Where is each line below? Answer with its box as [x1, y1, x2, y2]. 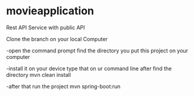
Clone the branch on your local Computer [6, 35, 108, 42]
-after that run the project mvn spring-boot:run [6, 82, 121, 90]
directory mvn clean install [6, 71, 71, 78]
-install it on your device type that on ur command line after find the [6, 64, 172, 72]
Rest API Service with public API [6, 24, 85, 31]
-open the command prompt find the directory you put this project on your [6, 47, 189, 54]
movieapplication [6, 4, 94, 18]
